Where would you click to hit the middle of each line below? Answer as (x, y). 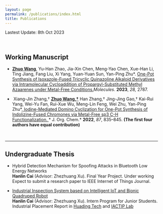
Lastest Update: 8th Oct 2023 (35, 33)
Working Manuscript (37, 57)
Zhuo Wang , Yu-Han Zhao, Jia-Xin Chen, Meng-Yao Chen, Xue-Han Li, (83, 69)
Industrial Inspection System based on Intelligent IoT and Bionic (75, 191)
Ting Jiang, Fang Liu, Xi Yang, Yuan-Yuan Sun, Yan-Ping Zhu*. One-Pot (83, 74)
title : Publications (26, 18)
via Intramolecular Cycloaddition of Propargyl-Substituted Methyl (77, 84)
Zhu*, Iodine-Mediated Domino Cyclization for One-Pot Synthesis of (80, 109)
